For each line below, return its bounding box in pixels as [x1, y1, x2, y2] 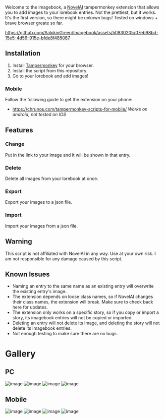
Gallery [5, 348, 36, 359]
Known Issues [5, 270, 50, 278]
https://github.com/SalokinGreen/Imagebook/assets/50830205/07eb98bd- [5, 30, 159, 35]
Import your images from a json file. [5, 223, 78, 229]
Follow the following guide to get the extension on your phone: [5, 97, 133, 103]
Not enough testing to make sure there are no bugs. [12, 331, 118, 337]
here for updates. [12, 304, 48, 310]
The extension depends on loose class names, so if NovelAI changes [12, 294, 153, 299]
